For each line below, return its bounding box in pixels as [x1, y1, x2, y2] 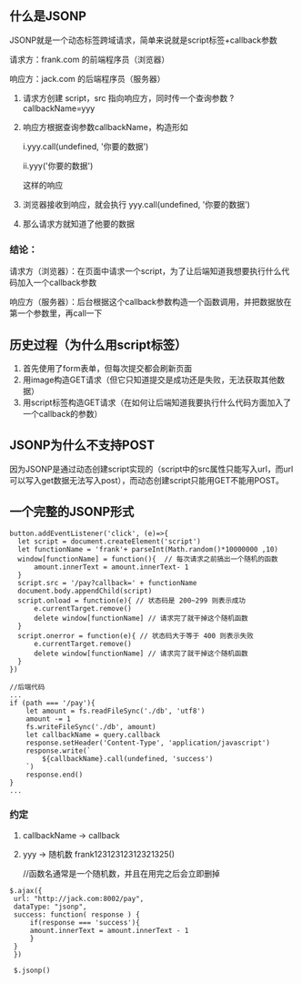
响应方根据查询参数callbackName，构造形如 [22, 121, 188, 132]
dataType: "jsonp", [13, 902, 88, 911]
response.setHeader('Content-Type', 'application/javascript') [25, 738, 271, 747]
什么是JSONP [9, 8, 86, 25]
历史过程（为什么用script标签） [9, 337, 187, 352]
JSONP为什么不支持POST [9, 438, 156, 453]
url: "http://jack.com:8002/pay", [13, 894, 145, 903]
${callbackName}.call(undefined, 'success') [42, 754, 214, 763]
